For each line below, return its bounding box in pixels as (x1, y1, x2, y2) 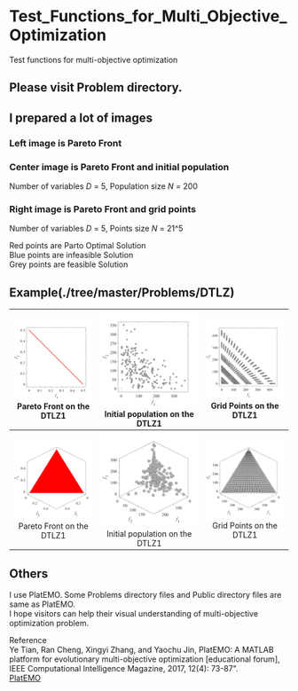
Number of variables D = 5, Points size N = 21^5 (9, 224, 184, 234)
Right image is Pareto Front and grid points (9, 202, 197, 215)
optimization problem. (9, 618, 90, 629)
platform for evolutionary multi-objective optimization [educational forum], (9, 654, 281, 664)
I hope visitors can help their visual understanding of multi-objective (9, 609, 259, 619)
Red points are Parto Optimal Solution (9, 240, 146, 251)
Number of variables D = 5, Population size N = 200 (9, 180, 198, 192)
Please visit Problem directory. (9, 80, 183, 95)
